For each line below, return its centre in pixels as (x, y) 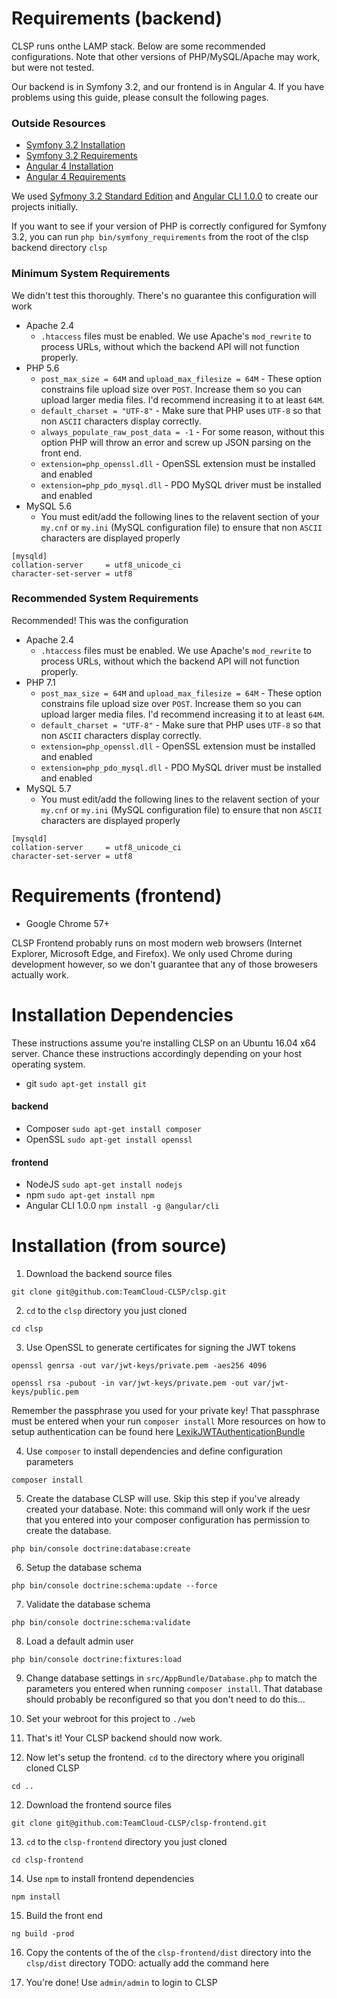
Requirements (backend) (117, 18)
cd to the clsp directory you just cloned (106, 1311)
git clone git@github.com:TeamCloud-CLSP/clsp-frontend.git (139, 1823)
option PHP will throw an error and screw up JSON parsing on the (176, 442)
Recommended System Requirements (105, 599)
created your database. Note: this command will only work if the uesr (168, 1509)
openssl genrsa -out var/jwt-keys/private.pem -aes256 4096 (139, 1366)
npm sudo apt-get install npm (90, 1195)
